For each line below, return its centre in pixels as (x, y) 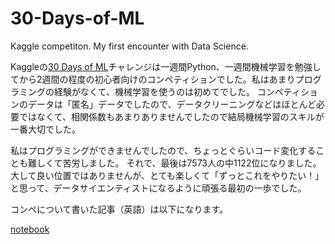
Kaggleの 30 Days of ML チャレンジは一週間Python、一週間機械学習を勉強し (166, 66)
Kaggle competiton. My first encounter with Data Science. (129, 46)
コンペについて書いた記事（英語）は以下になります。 (119, 209)
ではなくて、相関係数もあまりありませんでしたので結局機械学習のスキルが (171, 116)
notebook (30, 229)
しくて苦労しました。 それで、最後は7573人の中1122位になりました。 (179, 163)
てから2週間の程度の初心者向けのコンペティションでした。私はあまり (153, 79)
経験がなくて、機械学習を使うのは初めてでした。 (154, 91)
